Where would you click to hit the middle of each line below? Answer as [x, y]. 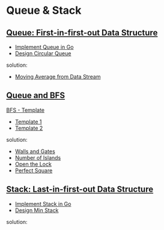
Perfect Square [34, 170]
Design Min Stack [37, 210]
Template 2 [29, 128]
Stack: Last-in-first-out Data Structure [80, 189]
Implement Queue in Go [44, 47]
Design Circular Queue [43, 53]
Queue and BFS [35, 96]
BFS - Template [26, 110]
